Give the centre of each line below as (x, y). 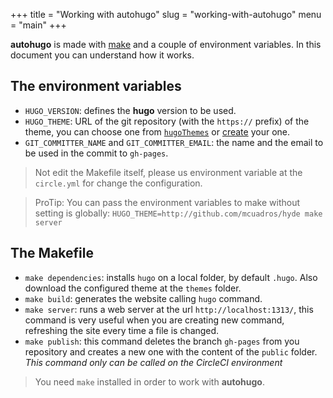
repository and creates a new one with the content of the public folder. (171, 351)
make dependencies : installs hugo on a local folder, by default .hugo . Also (171, 277)
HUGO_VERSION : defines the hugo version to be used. (130, 110)
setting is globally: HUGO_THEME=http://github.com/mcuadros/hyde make (178, 213)
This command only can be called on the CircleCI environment (153, 362)
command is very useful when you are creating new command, (154, 320)
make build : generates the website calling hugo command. (143, 298)
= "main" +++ (38, 25)
